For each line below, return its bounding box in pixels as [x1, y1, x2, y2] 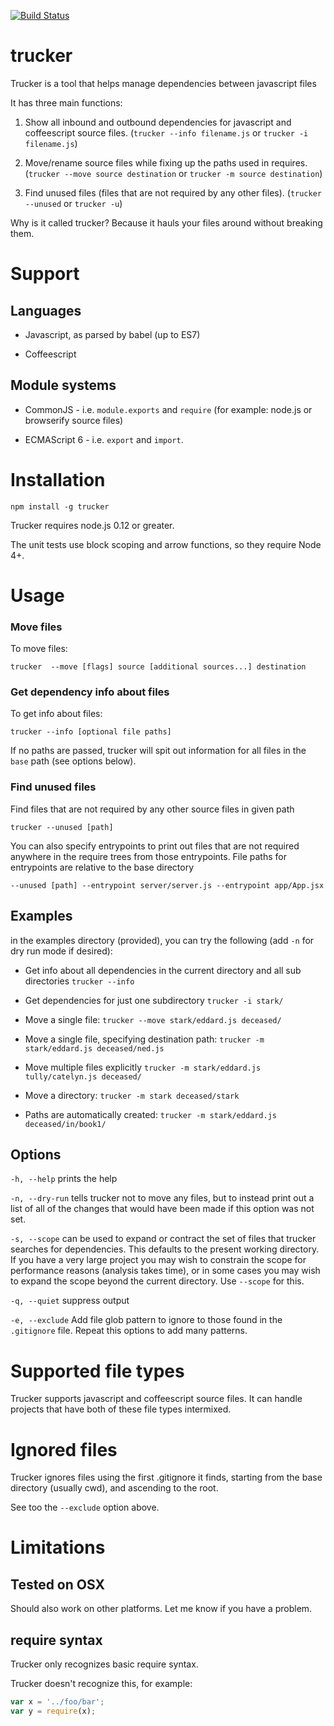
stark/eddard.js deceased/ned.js [24, 1043, 165, 1054]
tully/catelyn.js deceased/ [24, 1071, 142, 1082]
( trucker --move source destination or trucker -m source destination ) [24, 167, 323, 179]
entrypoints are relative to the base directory [10, 861, 195, 873]
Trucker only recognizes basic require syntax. [10, 1658, 199, 1670]
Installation [10, 468, 106, 491]
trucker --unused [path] [10, 822, 114, 832]
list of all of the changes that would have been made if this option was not [10, 1203, 315, 1215]
